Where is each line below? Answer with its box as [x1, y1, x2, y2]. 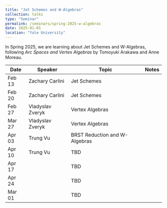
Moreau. [5, 54, 22, 60]
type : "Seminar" [5, 16, 39, 21]
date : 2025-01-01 [5, 26, 41, 31]
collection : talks [5, 12, 43, 17]
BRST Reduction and [71, 132, 119, 138]
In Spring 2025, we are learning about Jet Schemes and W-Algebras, [5, 44, 146, 50]
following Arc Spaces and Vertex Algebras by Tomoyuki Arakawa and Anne [5, 49, 160, 55]
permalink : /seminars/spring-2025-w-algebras [5, 21, 101, 26]
